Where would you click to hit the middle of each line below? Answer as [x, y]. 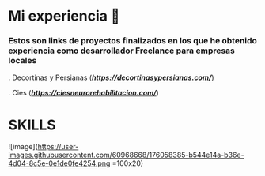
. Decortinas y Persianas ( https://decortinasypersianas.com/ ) [112, 77]
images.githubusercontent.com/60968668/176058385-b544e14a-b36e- [126, 155]
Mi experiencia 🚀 [64, 16]
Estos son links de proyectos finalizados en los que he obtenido [132, 41]
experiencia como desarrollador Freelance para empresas [122, 51]
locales [23, 61]
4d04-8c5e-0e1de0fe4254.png [59, 163]
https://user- [58, 147]
